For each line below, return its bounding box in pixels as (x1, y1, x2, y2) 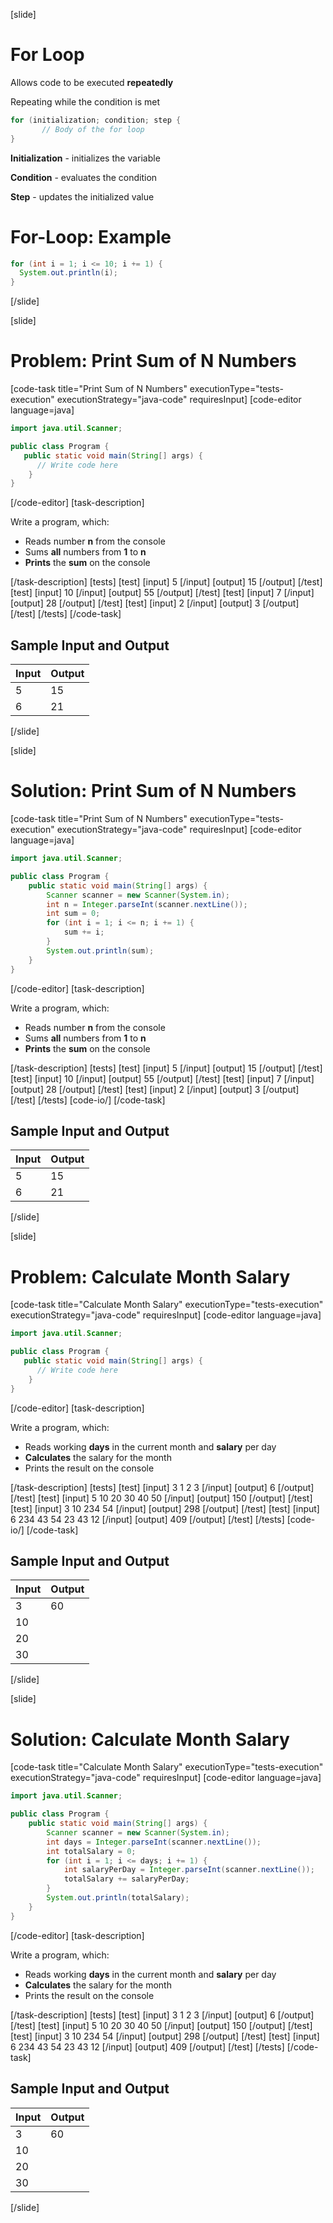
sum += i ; (63, 927, 105, 938)
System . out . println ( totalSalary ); (46, 1893, 190, 1903)
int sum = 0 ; (46, 909, 101, 919)
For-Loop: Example (10, 225, 172, 248)
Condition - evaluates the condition (10, 171, 158, 183)
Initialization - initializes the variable (10, 152, 161, 164)
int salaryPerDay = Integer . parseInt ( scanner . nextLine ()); (63, 1865, 315, 1875)
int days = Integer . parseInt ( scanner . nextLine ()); (46, 1837, 262, 1847)
